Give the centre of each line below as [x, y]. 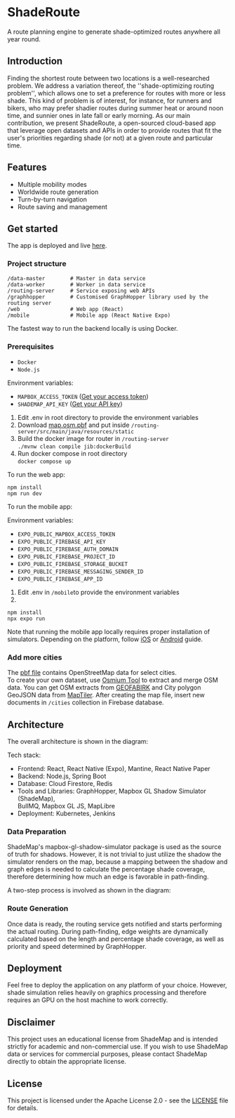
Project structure [37, 264]
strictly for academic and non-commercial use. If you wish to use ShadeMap [117, 1046]
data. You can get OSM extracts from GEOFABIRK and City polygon [104, 688]
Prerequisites [31, 346]
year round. [24, 39]
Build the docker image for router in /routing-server [93, 438]
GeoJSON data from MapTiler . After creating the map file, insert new [106, 695]
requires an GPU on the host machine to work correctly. [88, 1000]
